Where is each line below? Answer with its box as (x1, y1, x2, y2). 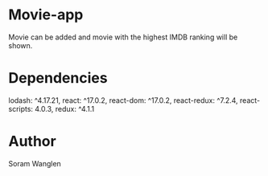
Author (8, 133, 56, 150)
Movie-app (8, 6, 84, 24)
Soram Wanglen (8, 158, 62, 168)
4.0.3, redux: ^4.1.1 (35, 104, 95, 113)
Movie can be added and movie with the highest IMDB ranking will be (8, 32, 238, 42)
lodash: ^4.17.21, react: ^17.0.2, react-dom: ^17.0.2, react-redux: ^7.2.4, (8, 95, 239, 105)
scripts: (8, 104, 34, 113)
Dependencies (8, 69, 108, 88)
